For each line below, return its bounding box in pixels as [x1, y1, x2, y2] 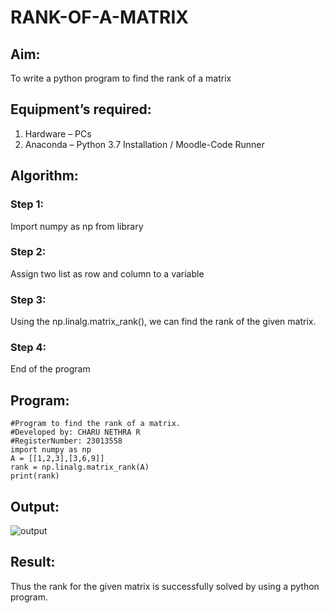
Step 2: [10, 245, 47, 259]
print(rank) [10, 471, 60, 481]
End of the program [10, 363, 91, 375]
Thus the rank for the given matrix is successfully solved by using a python [10, 580, 320, 592]
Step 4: [10, 341, 47, 355]
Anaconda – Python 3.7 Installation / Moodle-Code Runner [24, 138, 265, 150]
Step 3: [10, 292, 47, 306]
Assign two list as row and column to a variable [10, 267, 205, 280]
